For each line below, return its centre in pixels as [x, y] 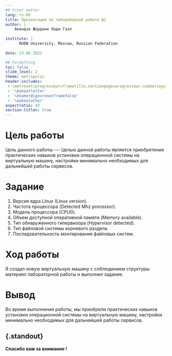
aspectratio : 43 [23, 105]
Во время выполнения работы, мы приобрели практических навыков [81, 309]
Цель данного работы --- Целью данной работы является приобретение [85, 150]
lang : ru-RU [18, 15]
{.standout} [24, 336]
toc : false [17, 67]
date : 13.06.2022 [24, 53]
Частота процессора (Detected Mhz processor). [64, 207]
